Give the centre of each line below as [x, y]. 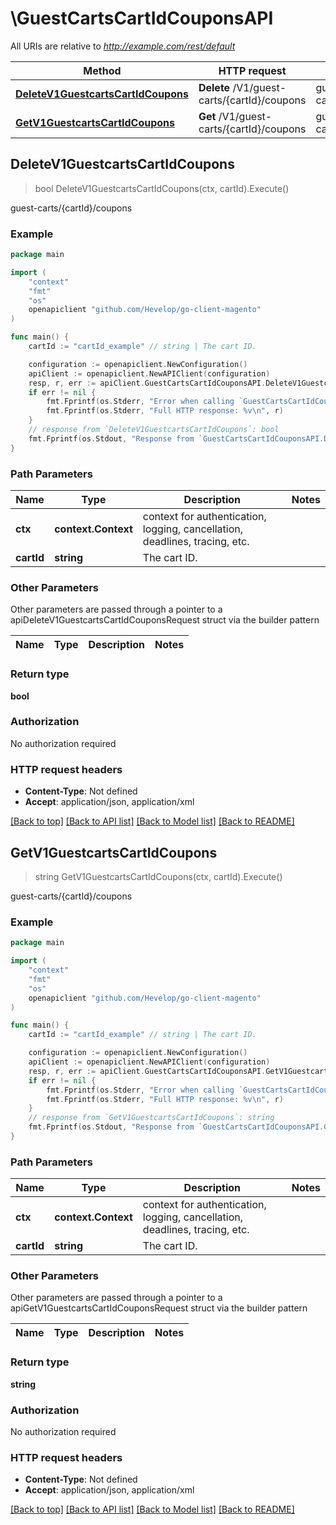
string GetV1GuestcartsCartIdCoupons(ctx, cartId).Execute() [158, 876]
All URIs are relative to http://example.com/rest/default [123, 46]
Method [102, 70]
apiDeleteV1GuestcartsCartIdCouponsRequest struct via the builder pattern [165, 620]
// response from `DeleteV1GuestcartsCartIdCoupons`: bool [154, 430]
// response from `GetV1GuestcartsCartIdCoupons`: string [151, 1118]
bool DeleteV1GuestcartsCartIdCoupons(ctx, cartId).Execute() [162, 188]
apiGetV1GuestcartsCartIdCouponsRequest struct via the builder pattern [159, 1308]
